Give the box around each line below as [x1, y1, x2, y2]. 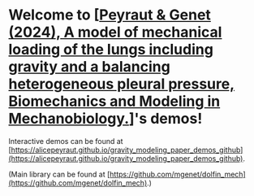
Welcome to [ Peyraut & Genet [8, 6, 211, 24]
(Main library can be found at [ [8, 169, 110, 179]
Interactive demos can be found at [8, 136, 123, 146]
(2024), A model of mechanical [8, 23, 222, 41]
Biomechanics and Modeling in [8, 92, 221, 111]
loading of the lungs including [8, 41, 213, 59]
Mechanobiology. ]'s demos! [8, 110, 203, 128]
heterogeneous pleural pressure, [8, 75, 235, 94]
